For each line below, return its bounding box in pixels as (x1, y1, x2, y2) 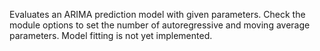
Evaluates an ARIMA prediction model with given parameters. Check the (9, 9, 306, 20)
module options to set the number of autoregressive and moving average (9, 19, 311, 31)
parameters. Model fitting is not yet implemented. (9, 30, 213, 41)
